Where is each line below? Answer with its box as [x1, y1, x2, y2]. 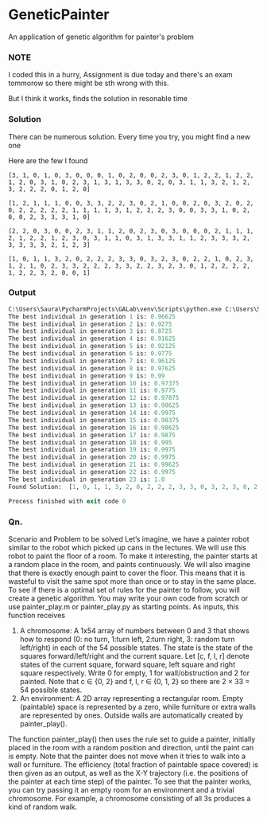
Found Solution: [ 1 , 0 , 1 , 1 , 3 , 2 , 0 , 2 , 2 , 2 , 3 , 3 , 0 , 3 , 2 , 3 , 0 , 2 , [8, 483, 261, 491]
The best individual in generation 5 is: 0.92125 [8, 342, 176, 350]
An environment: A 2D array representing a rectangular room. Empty [19, 693, 244, 703]
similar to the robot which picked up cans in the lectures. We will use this [8, 542, 246, 552]
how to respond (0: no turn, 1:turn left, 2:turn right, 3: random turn [19, 634, 236, 644]
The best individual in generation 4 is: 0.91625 [8, 335, 176, 343]
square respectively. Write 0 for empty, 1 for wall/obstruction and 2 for [19, 667, 250, 678]
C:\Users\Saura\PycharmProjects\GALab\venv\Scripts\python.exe [8, 305, 222, 313]
